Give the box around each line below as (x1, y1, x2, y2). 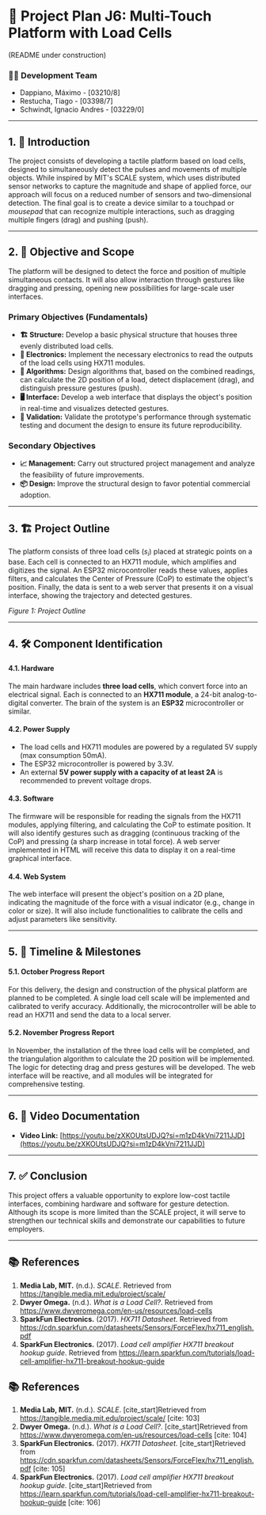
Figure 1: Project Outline (8, 606, 86, 616)
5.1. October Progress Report (8, 967, 105, 976)
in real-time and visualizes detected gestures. (19, 404, 169, 413)
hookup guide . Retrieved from (19, 1348, 117, 1357)
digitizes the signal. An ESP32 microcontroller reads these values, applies (8, 565, 248, 575)
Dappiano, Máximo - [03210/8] (19, 88, 120, 97)
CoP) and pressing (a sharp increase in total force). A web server (8, 837, 220, 847)
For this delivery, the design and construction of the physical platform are (8, 984, 248, 994)
